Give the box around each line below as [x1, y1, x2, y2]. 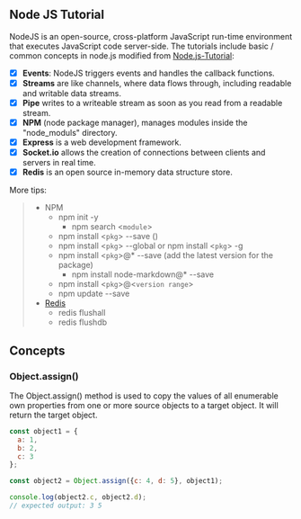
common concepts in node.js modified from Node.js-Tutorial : [9, 49, 235, 61]
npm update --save [58, 288, 130, 300]
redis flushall [58, 308, 106, 318]
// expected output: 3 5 [9, 501, 102, 511]
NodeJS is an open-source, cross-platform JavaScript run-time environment [9, 31, 293, 41]
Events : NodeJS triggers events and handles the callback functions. [22, 67, 276, 78]
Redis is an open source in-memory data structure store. [22, 166, 234, 178]
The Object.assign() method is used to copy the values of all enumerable [9, 390, 279, 401]
